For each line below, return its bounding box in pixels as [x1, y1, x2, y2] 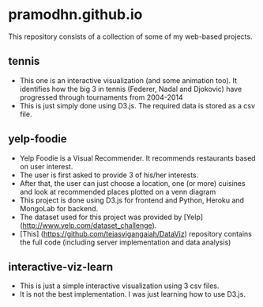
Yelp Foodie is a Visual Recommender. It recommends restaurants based [19, 153, 256, 163]
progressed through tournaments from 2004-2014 [19, 93, 183, 102]
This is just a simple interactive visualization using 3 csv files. [19, 281, 220, 290]
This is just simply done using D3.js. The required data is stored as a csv [19, 100, 255, 110]
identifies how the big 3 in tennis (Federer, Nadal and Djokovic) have [19, 84, 242, 93]
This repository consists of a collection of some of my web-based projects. [8, 32, 253, 41]
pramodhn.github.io [8, 6, 143, 24]
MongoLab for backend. [19, 203, 99, 213]
